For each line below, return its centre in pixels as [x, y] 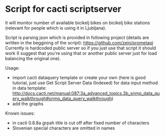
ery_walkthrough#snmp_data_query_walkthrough [62, 98]
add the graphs [28, 103]
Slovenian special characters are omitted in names [63, 128]
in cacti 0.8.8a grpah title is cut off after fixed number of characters [81, 123]
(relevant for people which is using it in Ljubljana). [56, 28]
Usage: [12, 68]
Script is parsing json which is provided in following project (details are [77, 37]
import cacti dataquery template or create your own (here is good [79, 77]
